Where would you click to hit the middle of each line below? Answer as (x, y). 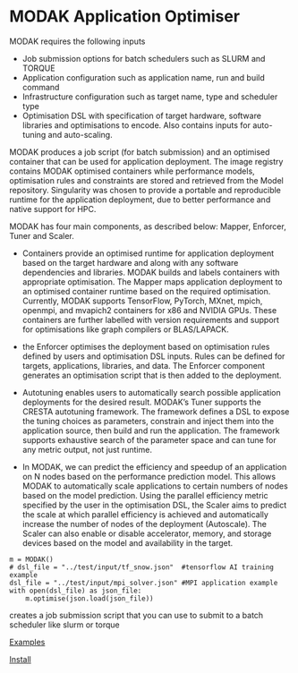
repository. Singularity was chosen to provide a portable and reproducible (145, 190)
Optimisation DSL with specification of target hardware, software (142, 115)
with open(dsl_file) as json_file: (76, 591)
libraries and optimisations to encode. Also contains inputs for (136, 125)
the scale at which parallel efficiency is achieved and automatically (145, 514)
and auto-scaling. (81, 134)
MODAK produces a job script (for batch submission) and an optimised (140, 152)
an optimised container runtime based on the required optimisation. (146, 291)
